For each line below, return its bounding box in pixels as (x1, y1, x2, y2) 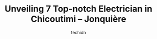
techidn (71, 29, 86, 35)
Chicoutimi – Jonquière (30, 13, 127, 25)
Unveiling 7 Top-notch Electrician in (4, 3, 153, 14)
